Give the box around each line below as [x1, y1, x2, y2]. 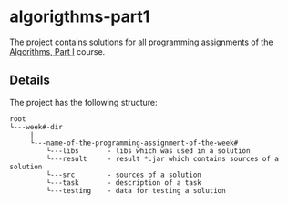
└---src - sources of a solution [46, 170, 202, 179]
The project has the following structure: [9, 97, 158, 107]
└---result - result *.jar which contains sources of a [46, 154, 280, 163]
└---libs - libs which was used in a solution [46, 146, 251, 156]
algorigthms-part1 [9, 6, 150, 27]
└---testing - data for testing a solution [46, 186, 226, 195]
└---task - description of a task [46, 178, 202, 188]
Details [9, 73, 50, 88]
